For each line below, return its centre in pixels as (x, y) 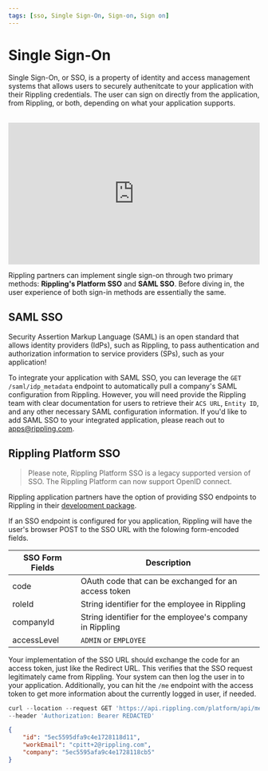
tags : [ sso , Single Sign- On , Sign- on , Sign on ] (89, 16)
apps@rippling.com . (41, 428)
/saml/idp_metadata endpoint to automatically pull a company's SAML (123, 386)
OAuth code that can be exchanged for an (159, 581)
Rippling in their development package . (73, 505)
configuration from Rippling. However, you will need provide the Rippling (127, 394)
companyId (33, 622)
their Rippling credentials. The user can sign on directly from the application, (134, 94)
